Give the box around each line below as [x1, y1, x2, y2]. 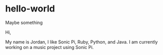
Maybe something [5, 19, 43, 25]
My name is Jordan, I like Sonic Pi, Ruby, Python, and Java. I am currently [5, 38, 158, 45]
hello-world [5, 3, 56, 14]
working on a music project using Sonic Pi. [5, 44, 94, 50]
